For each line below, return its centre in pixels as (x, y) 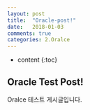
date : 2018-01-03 (36, 27)
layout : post (26, 14)
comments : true (29, 33)
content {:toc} (37, 60)
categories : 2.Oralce (39, 40)
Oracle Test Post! (45, 82)
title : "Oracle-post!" (42, 20)
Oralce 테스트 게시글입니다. (45, 99)
